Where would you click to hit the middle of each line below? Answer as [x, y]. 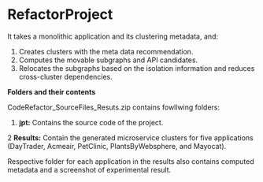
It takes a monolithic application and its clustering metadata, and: [113, 36]
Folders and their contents [52, 91]
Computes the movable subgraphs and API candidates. [108, 60]
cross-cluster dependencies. [66, 76]
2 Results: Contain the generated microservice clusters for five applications [130, 137]
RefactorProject [60, 15]
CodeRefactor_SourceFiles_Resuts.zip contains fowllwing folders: [114, 107]
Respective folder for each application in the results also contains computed [131, 161]
